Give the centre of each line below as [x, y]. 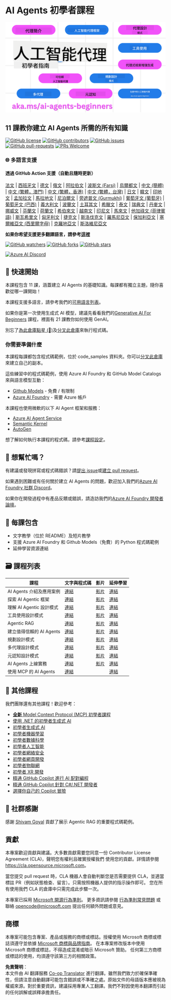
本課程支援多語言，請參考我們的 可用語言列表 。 [54, 302]
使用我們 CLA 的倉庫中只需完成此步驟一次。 [55, 889]
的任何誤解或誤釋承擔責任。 [34, 992]
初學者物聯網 [26, 766]
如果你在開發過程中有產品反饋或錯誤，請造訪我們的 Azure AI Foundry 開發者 [84, 498]
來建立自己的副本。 [25, 363]
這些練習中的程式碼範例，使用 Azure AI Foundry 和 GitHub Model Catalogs [83, 374]
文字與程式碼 [78, 583]
